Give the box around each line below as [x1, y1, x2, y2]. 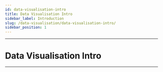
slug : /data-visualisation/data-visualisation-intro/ [5, 20, 116, 26]
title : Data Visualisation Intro [5, 12, 73, 16]
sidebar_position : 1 [5, 25, 47, 30]
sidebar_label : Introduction [5, 16, 64, 21]
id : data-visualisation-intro [5, 7, 66, 12]
